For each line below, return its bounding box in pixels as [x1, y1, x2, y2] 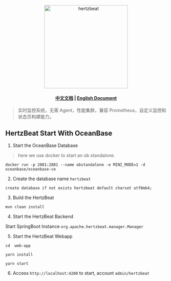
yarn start [5, 261, 29, 266]
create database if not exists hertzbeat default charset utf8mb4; [5, 186, 153, 191]
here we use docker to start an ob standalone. [17, 153, 115, 159]
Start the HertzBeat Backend [12, 213, 73, 220]
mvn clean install [5, 205, 45, 210]
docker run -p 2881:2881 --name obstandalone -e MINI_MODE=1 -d [5, 162, 145, 167]
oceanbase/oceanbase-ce [5, 167, 56, 172]
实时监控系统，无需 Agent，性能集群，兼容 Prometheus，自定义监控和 [17, 107, 166, 114]
